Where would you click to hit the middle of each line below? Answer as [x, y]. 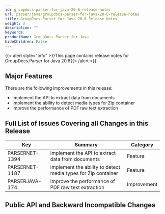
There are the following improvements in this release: [59, 88]
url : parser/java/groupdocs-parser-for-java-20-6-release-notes [72, 14]
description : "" [22, 28]
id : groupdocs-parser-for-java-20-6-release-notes [58, 10]
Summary [86, 145]
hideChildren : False [26, 42]
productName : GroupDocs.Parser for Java [47, 37]
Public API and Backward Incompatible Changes [80, 205]
